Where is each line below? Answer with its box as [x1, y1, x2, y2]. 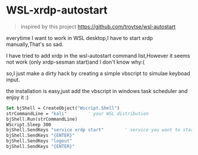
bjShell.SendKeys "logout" [6, 138, 72, 144]
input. [6, 76, 21, 83]
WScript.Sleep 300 [6, 121, 51, 127]
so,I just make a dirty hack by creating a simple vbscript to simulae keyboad [6, 70, 190, 77]
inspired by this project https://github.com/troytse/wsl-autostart [20, 23, 176, 30]
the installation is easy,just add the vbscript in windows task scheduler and [6, 87, 188, 94]
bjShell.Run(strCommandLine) [6, 116, 78, 122]
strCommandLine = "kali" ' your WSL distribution [6, 110, 149, 117]
